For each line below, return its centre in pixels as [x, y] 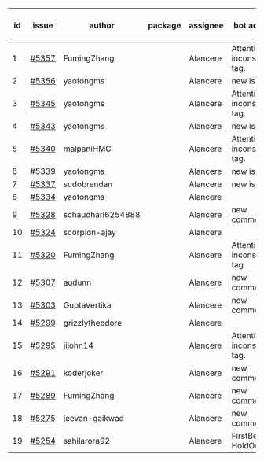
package [165, 25]
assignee [206, 25]
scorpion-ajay [90, 232]
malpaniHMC [87, 149]
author [102, 25]
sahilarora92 [87, 441]
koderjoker [83, 373]
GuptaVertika [87, 305]
